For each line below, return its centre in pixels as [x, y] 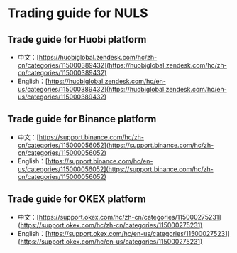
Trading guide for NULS [78, 13]
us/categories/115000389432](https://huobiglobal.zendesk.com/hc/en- [122, 89]
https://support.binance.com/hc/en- [100, 161]
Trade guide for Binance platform [82, 119]
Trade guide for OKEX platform [77, 199]
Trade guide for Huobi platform [77, 39]
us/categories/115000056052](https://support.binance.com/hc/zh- [116, 169]
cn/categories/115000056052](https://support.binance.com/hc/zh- [116, 145]
